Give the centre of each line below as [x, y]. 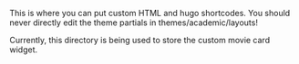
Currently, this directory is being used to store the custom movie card [140, 40]
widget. [24, 50]
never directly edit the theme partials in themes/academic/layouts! [134, 23]
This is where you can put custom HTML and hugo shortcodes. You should [150, 13]
